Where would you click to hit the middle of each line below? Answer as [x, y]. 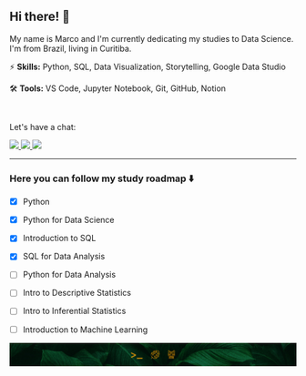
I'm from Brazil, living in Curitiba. [71, 48]
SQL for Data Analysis [64, 257]
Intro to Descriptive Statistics [77, 293]
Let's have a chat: [43, 127]
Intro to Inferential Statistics [74, 311]
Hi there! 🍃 [40, 17]
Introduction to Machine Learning [85, 330]
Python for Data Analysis [69, 275]
